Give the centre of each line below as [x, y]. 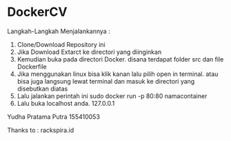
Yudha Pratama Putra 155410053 [53, 116]
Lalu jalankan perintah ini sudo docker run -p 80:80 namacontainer [112, 96]
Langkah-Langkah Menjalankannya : [59, 31]
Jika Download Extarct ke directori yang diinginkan [89, 52]
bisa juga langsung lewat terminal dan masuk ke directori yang [106, 81]
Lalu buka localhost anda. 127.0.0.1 [66, 103]
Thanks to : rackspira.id [41, 130]
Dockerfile [32, 66]
